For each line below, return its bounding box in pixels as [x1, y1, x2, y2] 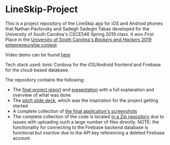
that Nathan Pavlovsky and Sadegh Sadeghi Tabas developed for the [5, 25, 150, 31]
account [12, 135, 31, 141]
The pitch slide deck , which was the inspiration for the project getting [12, 97, 159, 103]
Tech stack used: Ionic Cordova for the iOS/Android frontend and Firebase [5, 61, 161, 67]
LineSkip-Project [5, 4, 78, 15]
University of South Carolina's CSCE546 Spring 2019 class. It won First [5, 31, 154, 37]
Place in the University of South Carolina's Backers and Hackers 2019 [5, 37, 152, 43]
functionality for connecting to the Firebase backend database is [12, 124, 149, 130]
